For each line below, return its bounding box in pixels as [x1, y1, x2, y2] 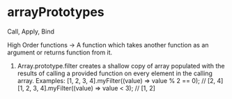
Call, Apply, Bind [7, 27, 54, 36]
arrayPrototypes [7, 4, 105, 20]
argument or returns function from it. [7, 48, 113, 56]
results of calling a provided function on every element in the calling [17, 69, 212, 77]
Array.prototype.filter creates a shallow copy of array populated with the [17, 61, 225, 70]
